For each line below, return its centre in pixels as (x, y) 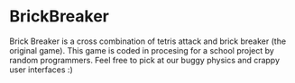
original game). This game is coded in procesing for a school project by (142, 50)
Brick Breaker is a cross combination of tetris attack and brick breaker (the (148, 41)
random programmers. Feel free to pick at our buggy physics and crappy (145, 60)
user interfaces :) (41, 70)
